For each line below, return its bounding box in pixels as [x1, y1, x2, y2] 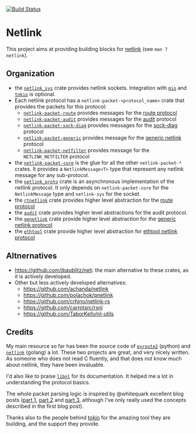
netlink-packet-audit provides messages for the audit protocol [23, 115, 177, 123]
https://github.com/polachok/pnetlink [23, 291, 114, 299]
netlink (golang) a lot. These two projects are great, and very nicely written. [6, 349, 190, 356]
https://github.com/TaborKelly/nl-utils [23, 310, 114, 317]
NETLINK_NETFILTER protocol [23, 153, 90, 160]
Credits [6, 327, 34, 337]
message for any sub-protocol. [14, 171, 90, 178]
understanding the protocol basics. [6, 379, 91, 386]
